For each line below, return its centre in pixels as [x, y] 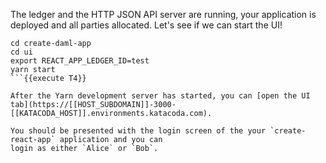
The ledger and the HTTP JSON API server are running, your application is [163, 14]
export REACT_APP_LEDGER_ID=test [80, 61]
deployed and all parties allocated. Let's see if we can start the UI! [146, 25]
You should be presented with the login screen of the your [138, 131]
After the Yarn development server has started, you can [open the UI [160, 96]
